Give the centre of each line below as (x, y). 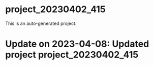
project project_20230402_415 (72, 55)
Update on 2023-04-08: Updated (77, 44)
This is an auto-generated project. (41, 23)
